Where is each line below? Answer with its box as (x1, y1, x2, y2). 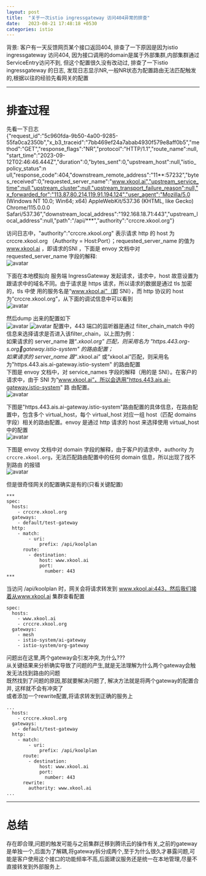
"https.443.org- (150, 338, 190, 345)
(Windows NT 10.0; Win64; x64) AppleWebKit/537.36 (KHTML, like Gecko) (6, 198, 194, 205)
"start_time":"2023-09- (6, 152, 66, 159)
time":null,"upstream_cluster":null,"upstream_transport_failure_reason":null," (6, 185, 199, 192)
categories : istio (6, 26, 53, 33)
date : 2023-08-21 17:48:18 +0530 (6, 20, 97, 26)
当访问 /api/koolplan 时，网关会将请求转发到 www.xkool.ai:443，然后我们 (6, 585, 191, 593)
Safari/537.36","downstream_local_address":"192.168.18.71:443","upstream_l (6, 210, 198, 218)
